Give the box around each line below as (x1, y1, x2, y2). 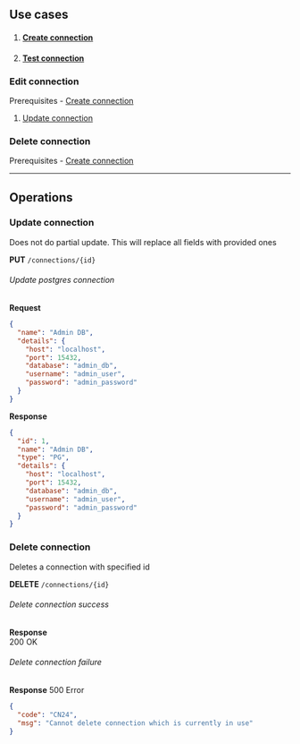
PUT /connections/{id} (9, 254, 96, 265)
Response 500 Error (9, 685, 85, 696)
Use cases (9, 7, 69, 22)
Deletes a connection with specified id (9, 561, 150, 572)
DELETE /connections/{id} (9, 578, 110, 589)
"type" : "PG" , (17, 453, 70, 462)
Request (9, 303, 42, 313)
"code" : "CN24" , (17, 710, 78, 719)
